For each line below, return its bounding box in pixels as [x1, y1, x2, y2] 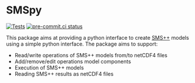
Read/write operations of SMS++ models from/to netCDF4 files [14, 51, 167, 58]
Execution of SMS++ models [14, 64, 84, 71]
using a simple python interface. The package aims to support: [6, 40, 158, 47]
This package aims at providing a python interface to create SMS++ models [6, 34, 189, 41]
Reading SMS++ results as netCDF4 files [14, 70, 114, 77]
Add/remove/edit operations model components [14, 58, 131, 65]
